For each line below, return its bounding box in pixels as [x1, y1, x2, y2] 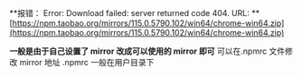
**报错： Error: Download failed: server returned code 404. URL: [9, 8, 250, 18]
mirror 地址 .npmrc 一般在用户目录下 [19, 57, 155, 67]
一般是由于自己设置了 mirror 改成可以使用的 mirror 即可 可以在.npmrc [9, 46, 268, 56]
